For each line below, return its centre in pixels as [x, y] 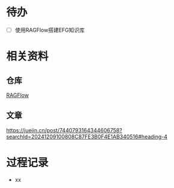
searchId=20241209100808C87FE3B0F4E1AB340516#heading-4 [87, 137]
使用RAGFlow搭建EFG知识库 [50, 30]
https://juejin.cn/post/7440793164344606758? [64, 130]
